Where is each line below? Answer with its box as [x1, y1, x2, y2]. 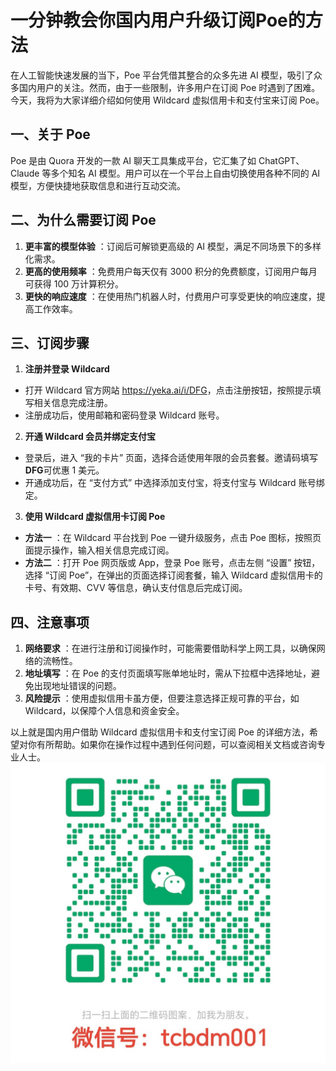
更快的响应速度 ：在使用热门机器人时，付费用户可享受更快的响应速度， [24, 290, 317, 302]
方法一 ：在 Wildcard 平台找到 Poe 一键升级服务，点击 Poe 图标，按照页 [24, 532, 322, 544]
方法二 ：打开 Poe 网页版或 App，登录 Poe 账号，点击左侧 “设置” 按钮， [24, 557, 321, 569]
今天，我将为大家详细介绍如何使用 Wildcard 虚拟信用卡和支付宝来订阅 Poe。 [10, 94, 325, 106]
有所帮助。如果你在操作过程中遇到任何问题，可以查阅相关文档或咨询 [36, 739, 317, 751]
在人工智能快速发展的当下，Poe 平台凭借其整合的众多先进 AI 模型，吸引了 [10, 69, 314, 81]
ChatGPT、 [258, 154, 305, 166]
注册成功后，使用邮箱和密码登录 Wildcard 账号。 [24, 409, 225, 421]
